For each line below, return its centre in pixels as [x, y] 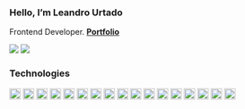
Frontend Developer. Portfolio [64, 32]
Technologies [39, 73]
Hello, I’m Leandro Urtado [66, 13]
